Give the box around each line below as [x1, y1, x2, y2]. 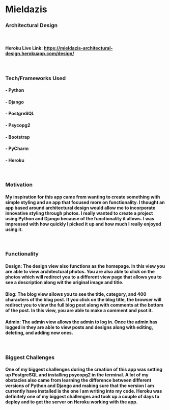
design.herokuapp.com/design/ [5, 50, 75, 57]
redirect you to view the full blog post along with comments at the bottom [5, 302, 164, 308]
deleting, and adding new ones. [5, 330, 74, 336]
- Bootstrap [5, 134, 30, 140]
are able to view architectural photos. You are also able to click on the [5, 269, 155, 275]
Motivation [5, 181, 33, 188]
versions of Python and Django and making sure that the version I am [5, 382, 154, 389]
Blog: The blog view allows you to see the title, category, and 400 [5, 291, 147, 297]
